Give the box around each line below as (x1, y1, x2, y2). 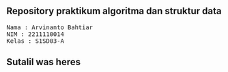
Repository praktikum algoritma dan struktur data (6, 5, 222, 17)
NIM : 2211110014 (6, 30, 64, 38)
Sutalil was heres (6, 56, 81, 68)
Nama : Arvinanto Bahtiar (6, 23, 94, 31)
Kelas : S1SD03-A (6, 37, 64, 45)
